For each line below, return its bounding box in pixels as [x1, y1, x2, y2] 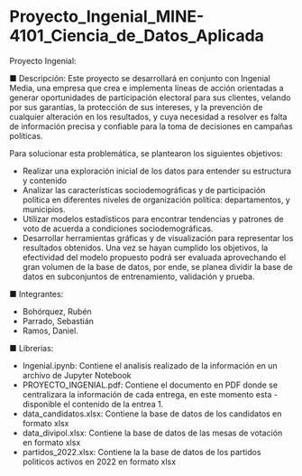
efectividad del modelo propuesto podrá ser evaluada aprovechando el [22, 251, 287, 263]
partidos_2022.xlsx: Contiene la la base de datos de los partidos [22, 446, 261, 457]
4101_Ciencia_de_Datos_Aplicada [9, 25, 264, 46]
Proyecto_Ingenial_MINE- [9, 6, 205, 27]
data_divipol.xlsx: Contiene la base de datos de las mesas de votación [22, 427, 283, 438]
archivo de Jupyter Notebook [22, 369, 133, 380]
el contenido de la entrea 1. [62, 398, 164, 409]
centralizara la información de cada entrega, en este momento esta [22, 388, 272, 399]
